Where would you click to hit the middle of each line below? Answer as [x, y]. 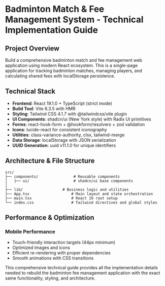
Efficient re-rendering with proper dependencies [61, 253]
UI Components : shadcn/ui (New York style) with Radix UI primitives [82, 119]
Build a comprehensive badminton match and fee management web [74, 60]
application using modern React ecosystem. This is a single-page [71, 65]
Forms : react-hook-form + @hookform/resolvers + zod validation [79, 124]
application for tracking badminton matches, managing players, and [74, 71]
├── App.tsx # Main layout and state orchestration [79, 194]
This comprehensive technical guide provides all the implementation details [82, 268]
